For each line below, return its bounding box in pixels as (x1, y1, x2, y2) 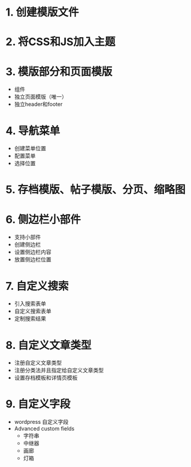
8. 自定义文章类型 (5, 338, 92, 352)
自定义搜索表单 (14, 308, 51, 315)
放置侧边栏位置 (14, 256, 51, 263)
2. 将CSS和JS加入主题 (5, 35, 116, 48)
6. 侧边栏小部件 (5, 213, 81, 226)
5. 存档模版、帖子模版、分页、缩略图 (5, 183, 186, 196)
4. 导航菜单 (5, 124, 60, 138)
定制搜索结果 (14, 315, 46, 322)
